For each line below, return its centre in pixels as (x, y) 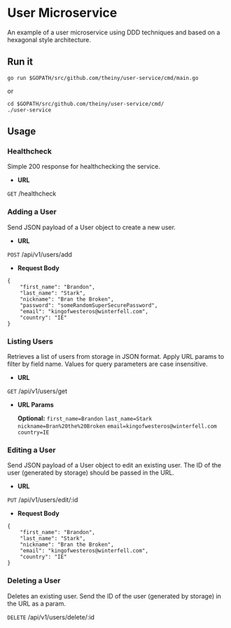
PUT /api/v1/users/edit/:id (43, 500)
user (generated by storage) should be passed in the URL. (91, 473)
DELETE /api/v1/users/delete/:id (51, 617)
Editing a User (31, 450)
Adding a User (32, 212)
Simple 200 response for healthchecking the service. (84, 167)
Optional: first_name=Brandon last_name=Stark (85, 418)
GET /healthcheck (32, 193)
